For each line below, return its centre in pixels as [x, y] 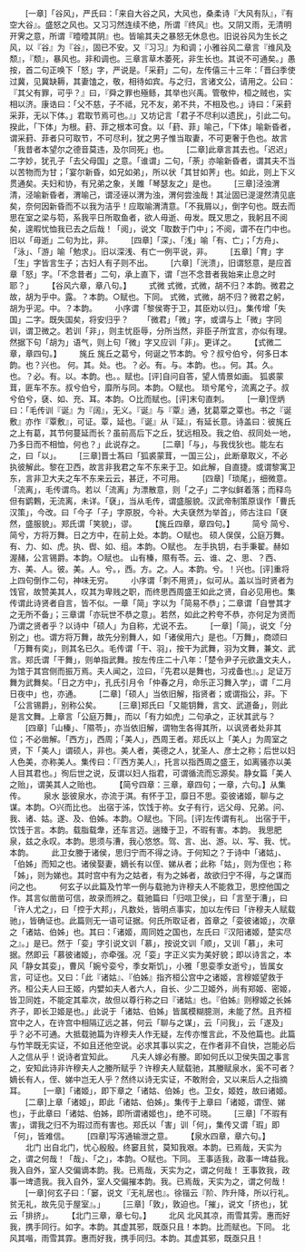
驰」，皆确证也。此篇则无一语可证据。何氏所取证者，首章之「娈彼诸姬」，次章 [152, 920]
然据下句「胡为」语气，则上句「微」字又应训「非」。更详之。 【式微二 [146, 342]
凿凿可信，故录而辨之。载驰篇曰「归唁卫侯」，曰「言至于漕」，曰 [168, 898]
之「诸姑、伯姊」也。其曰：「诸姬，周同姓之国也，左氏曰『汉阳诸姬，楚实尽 [151, 932]
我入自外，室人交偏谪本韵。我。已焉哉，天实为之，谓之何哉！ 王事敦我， [146, 1170]
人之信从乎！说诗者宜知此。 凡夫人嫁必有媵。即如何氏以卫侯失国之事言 [150, 1056]
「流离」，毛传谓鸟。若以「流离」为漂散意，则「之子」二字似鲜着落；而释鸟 [151, 489]
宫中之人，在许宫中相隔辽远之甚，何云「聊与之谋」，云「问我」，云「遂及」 [148, 1022]
